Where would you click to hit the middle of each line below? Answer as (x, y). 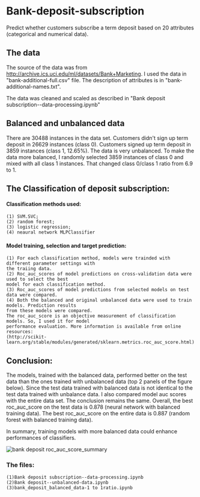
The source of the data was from (47, 67)
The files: (20, 465)
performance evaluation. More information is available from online (94, 327)
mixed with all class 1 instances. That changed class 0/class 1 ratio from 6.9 (100, 163)
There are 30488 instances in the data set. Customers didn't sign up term (97, 138)
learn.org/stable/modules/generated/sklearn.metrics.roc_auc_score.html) (101, 342)
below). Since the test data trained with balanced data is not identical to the (100, 388)
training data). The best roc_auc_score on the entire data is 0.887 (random (98, 414)
